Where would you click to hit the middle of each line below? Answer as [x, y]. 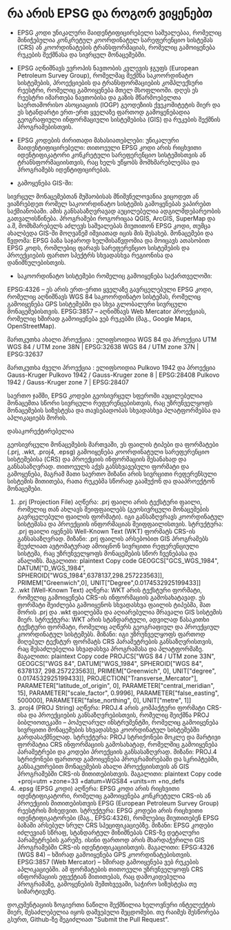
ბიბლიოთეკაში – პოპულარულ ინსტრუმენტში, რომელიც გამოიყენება [118, 722]
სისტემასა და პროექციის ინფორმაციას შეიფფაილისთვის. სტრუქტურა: [120, 523]
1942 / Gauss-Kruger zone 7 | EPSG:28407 [68, 382]
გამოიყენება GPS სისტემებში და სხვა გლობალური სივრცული [97, 304]
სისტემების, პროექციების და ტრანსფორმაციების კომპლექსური [110, 82]
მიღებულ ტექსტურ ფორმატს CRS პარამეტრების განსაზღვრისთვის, [115, 641]
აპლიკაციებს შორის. [37, 418]
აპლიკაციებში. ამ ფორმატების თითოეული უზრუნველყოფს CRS [110, 869]
